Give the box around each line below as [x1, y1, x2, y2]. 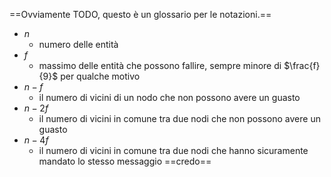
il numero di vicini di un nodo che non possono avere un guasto [38, 92, 301, 103]
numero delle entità [38, 39, 119, 50]
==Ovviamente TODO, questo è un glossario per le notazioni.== [9, 9, 272, 20]
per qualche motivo [60, 70, 141, 82]
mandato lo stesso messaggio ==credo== [38, 155, 212, 167]
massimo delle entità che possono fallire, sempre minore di [38, 60, 282, 71]
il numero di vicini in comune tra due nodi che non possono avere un [38, 113, 321, 124]
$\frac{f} [283, 60, 321, 71]
